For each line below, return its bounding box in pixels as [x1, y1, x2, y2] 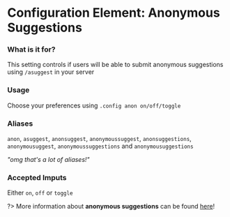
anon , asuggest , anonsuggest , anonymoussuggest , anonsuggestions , [7, 135, 192, 143]
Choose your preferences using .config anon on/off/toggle [7, 101, 181, 110]
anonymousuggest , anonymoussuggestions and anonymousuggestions [7, 142, 194, 151]
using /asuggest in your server [7, 68, 95, 76]
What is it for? [7, 45, 56, 54]
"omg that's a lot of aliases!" [7, 156, 90, 164]
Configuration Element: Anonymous [7, 5, 221, 21]
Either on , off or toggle [7, 188, 73, 197]
